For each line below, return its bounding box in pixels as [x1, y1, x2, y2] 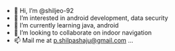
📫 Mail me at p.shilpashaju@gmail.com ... [13, 37, 133, 44]
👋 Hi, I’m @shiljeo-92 [13, 7, 74, 14]
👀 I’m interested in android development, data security [13, 14, 168, 22]
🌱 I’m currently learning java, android [13, 21, 119, 29]
